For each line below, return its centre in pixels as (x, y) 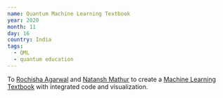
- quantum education (44, 59)
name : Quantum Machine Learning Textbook (69, 14)
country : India (30, 40)
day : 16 (19, 33)
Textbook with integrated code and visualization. (78, 86)
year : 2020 (23, 20)
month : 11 (22, 27)
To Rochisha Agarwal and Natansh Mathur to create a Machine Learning (112, 79)
